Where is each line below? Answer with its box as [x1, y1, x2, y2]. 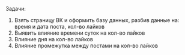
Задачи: [5, 5, 26, 12]
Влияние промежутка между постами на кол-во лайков [14, 42, 159, 49]
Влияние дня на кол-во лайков [14, 36, 94, 42]
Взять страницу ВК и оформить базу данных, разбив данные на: [14, 17, 180, 23]
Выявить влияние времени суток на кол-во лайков [14, 29, 145, 36]
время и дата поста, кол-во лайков [14, 23, 105, 30]
